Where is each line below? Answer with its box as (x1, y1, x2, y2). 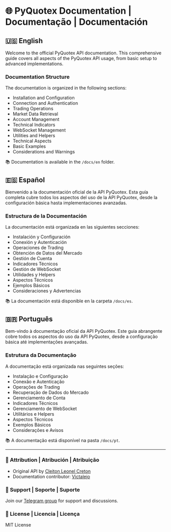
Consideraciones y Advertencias (12, 288, 81, 294)
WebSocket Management (12, 127, 66, 133)
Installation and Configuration (12, 95, 75, 101)
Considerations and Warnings (12, 149, 75, 155)
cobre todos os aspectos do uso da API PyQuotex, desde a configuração (5, 333, 158, 340)
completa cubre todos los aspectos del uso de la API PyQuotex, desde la (5, 195, 158, 201)
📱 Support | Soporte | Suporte (5, 486, 80, 493)
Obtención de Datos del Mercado (12, 250, 82, 256)
